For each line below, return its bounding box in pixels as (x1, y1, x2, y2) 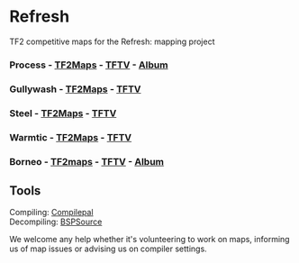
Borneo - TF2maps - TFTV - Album (9, 155, 165, 168)
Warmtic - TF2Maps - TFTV (9, 131, 132, 143)
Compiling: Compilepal (9, 207, 94, 218)
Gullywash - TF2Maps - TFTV (9, 83, 141, 95)
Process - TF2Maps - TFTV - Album (9, 59, 168, 71)
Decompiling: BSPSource (9, 216, 103, 227)
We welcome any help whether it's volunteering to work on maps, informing (9, 234, 290, 245)
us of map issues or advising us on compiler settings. (9, 243, 207, 254)
